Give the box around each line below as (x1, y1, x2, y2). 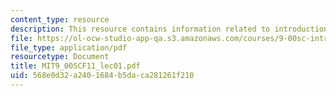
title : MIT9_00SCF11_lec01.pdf (10, 61, 141, 71)
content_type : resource (10, 14, 110, 25)
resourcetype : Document (10, 52, 110, 62)
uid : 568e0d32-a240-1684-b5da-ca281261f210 (10, 71, 195, 81)
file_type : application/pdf (10, 42, 128, 53)
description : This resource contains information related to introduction (10, 24, 329, 34)
